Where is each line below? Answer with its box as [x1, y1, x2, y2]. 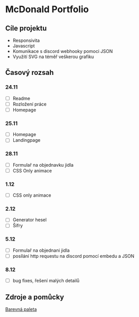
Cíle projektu [5, 24, 47, 33]
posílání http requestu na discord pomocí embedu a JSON [12, 253, 135, 259]
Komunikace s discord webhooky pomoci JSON [12, 48, 113, 54]
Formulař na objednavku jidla [12, 162, 74, 168]
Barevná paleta [5, 306, 37, 312]
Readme [12, 95, 31, 101]
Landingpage [12, 137, 41, 143]
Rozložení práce [12, 101, 47, 107]
